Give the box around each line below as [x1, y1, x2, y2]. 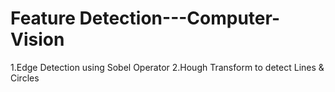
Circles [10, 72, 40, 84]
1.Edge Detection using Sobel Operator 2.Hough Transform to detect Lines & [10, 61, 325, 73]
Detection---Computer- [79, 7, 280, 30]
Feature [10, 7, 76, 30]
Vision [10, 28, 65, 51]
